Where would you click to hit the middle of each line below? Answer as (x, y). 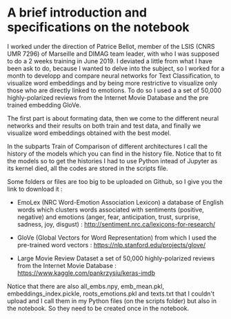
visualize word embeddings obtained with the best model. (89, 133)
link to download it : (35, 189)
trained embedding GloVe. (44, 105)
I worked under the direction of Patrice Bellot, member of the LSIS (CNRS (111, 46)
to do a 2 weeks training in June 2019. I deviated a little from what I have (110, 61)
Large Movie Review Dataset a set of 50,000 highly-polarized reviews (116, 258)
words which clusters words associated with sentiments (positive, (111, 209)
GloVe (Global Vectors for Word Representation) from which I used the (117, 237)
